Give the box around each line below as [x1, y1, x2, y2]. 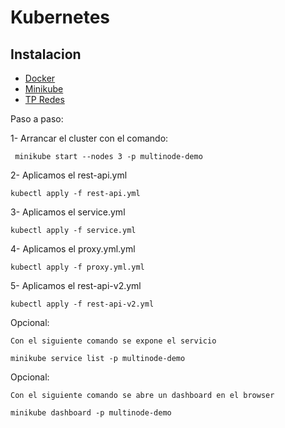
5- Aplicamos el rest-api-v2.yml [10, 280, 142, 291]
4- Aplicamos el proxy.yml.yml [10, 243, 136, 255]
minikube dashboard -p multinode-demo [10, 408, 172, 418]
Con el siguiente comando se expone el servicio [10, 336, 217, 346]
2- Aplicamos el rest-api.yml [10, 169, 128, 181]
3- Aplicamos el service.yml [10, 206, 126, 218]
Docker [24, 72, 56, 84]
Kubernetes [10, 6, 111, 29]
